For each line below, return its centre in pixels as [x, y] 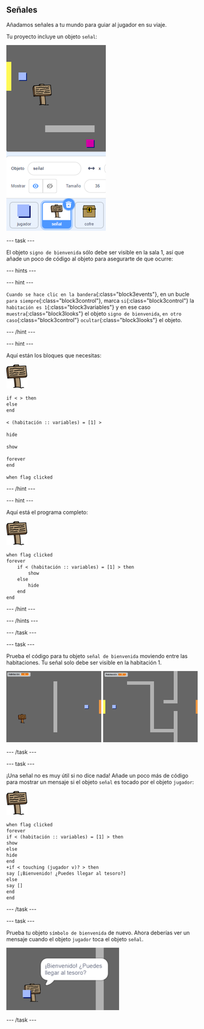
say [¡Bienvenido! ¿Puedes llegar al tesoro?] [66, 873]
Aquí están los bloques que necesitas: [54, 355]
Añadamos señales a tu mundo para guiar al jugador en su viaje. [87, 24]
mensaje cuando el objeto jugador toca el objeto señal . [75, 939]
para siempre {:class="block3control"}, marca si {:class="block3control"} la [100, 300]
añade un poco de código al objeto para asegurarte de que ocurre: [90, 259]
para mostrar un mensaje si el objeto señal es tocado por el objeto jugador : [100, 782]
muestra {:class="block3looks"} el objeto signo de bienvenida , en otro [94, 314]
